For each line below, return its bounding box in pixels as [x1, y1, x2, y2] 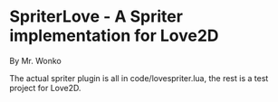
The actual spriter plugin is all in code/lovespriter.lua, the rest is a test [9, 72, 269, 83]
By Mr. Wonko [9, 55, 62, 66]
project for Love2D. [9, 82, 81, 93]
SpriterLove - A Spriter [9, 6, 184, 27]
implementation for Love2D [9, 25, 219, 46]
